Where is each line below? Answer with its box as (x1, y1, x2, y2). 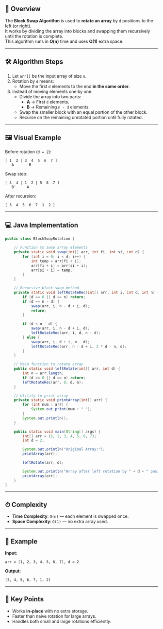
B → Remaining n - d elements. (26, 104, 90, 110)
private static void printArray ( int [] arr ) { (14, 398, 108, 402)
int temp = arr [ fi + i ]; (31, 259, 81, 263)
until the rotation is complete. (5, 33, 64, 39)
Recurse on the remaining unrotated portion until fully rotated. (19, 114, 143, 120)
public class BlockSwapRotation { (5, 236, 75, 241)
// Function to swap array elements (14, 245, 88, 250)
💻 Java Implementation (5, 221, 79, 229)
